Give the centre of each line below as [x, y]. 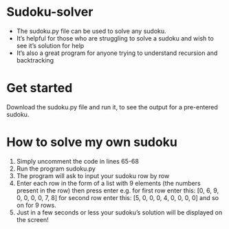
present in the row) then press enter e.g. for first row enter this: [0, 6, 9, [118, 190]
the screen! [32, 219]
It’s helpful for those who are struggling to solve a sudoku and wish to [115, 38]
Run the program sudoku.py [56, 168]
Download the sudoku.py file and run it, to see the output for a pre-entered [112, 107]
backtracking [35, 60]
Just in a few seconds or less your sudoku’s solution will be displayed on [119, 212]
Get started [40, 88]
